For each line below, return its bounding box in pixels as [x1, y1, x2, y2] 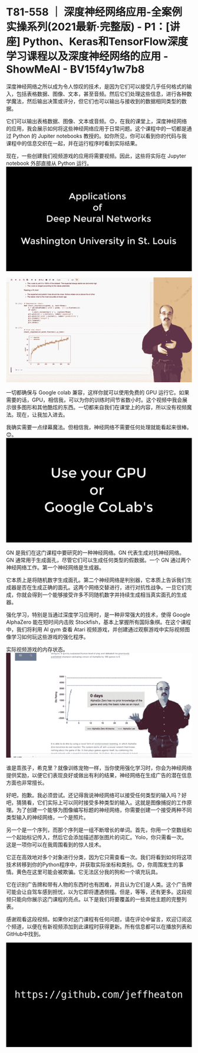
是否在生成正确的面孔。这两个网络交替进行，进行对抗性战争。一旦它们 [16, 584, 187, 591]
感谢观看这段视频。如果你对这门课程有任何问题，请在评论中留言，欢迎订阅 [6, 915, 187, 922]
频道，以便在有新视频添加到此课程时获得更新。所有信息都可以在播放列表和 [11, 922, 192, 930]
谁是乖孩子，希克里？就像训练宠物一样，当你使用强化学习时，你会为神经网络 [6, 764, 192, 771]
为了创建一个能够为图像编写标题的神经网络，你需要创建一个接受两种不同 [16, 806, 192, 813]
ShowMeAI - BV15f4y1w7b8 [6, 63, 145, 76]
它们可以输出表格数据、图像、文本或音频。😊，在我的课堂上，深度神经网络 [6, 118, 187, 125]
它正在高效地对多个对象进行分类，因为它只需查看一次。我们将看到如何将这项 [6, 853, 192, 860]
